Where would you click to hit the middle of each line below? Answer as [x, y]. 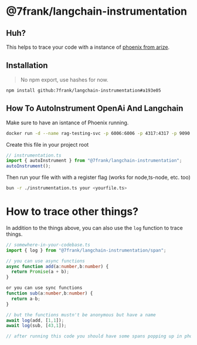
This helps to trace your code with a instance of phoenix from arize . [88, 47]
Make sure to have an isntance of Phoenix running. [67, 123]
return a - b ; [26, 299]
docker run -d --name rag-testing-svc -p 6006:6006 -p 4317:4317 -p [91, 133]
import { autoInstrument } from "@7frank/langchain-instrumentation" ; [94, 161]
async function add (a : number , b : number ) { [57, 266]
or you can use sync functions [44, 288]
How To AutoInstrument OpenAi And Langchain [95, 108]
